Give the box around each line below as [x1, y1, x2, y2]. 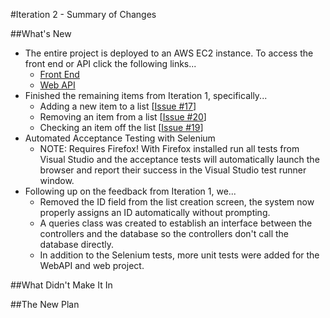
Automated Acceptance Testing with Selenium [24, 132, 216, 144]
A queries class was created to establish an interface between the [39, 217, 313, 229]
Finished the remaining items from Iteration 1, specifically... [24, 90, 268, 101]
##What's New [10, 28, 72, 39]
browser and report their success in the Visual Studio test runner [39, 164, 307, 176]
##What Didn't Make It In [10, 279, 113, 291]
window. [39, 175, 75, 186]
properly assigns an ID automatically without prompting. [39, 207, 271, 218]
